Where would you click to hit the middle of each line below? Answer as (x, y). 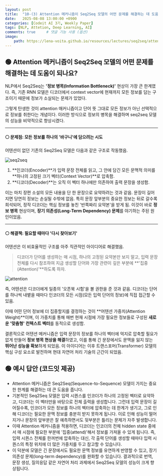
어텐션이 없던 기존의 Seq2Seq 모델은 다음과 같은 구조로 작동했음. (66, 150)
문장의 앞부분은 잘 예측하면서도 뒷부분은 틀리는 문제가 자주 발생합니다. (91, 420)
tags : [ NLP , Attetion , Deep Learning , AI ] (49, 28)
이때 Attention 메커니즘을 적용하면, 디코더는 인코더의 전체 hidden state (79, 426)
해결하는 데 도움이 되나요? (41, 73)
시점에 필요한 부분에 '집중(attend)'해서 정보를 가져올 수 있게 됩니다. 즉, (89, 432)
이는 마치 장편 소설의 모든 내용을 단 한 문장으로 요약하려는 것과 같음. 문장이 (75, 192)
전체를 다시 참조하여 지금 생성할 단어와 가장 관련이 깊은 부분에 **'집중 (82, 263)
